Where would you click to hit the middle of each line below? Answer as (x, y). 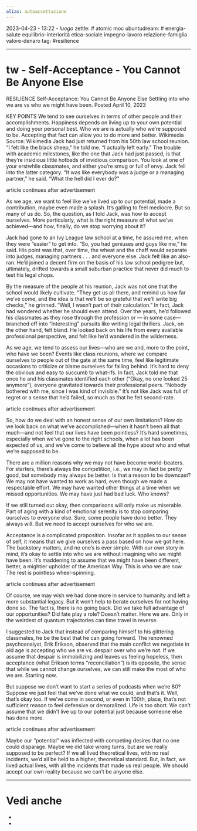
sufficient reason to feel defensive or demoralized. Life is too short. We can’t (98, 705)
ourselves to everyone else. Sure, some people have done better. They (91, 517)
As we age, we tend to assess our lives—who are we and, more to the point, (98, 347)
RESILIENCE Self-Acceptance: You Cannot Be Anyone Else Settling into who (98, 99)
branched (18, 324)
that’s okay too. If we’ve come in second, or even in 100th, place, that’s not (96, 699)
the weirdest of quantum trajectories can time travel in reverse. (82, 620)
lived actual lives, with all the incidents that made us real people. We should (97, 765)
